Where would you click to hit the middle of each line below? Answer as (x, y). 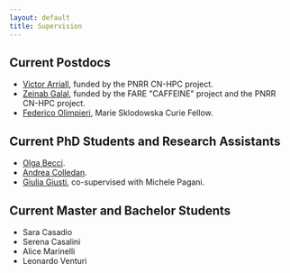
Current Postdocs (60, 63)
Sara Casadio (47, 232)
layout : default (40, 18)
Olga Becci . (44, 163)
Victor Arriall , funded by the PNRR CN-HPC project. (118, 84)
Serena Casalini (51, 241)
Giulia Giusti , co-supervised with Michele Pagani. (113, 182)
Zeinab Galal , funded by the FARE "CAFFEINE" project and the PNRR (149, 94)
